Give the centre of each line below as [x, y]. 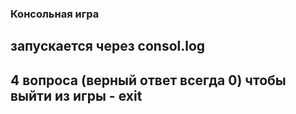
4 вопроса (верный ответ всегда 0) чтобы [148, 80]
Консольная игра [55, 14]
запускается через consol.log [108, 46]
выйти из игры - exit [76, 95]
